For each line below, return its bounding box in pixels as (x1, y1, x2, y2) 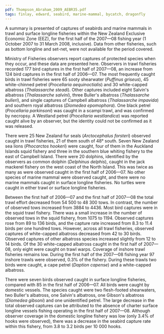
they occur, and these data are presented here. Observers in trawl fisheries (5, 61, 157, 67)
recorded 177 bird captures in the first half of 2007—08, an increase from (5, 66, 153, 72)
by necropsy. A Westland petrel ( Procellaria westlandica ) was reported (5, 113, 148, 119)
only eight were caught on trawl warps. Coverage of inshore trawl (13, 246, 145, 252)
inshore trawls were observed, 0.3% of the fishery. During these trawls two (5, 257, 157, 262)
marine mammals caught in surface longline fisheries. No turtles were (5, 179, 145, 185)
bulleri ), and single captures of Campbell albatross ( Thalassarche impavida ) (5, 97, 159, 103)
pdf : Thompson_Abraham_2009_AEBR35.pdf (5, 7, 87, 12)
